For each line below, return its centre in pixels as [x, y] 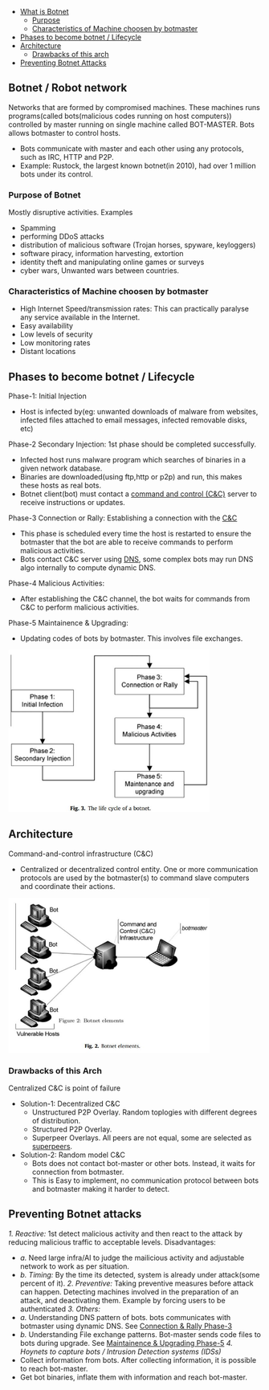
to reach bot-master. [54, 1368]
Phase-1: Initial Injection [47, 396]
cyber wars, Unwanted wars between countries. [99, 271]
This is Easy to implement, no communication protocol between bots [145, 1180]
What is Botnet [45, 12]
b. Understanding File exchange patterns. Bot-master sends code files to [140, 1334]
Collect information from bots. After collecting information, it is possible [138, 1359]
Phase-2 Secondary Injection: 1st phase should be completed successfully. [132, 444]
